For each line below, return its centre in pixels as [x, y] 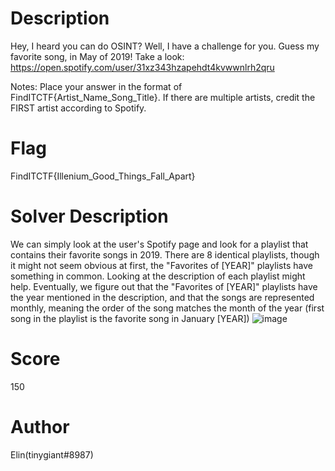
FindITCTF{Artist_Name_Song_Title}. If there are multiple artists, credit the [163, 97]
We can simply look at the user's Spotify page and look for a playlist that [159, 244]
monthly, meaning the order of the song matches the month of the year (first [167, 308]
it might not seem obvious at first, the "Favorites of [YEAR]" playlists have [161, 265]
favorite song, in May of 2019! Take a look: [97, 56]
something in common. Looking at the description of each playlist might [158, 276]
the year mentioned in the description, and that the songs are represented [162, 297]
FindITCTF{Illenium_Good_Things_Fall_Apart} [103, 176]
